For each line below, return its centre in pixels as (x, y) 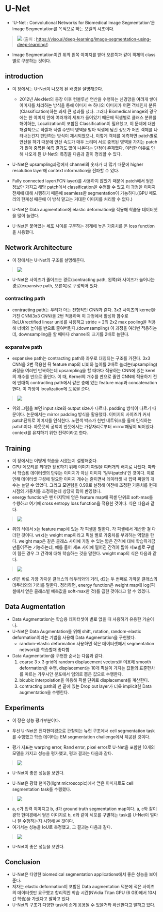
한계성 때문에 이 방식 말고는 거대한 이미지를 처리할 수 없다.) (77, 199)
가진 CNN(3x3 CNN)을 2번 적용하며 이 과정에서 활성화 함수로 (70, 316)
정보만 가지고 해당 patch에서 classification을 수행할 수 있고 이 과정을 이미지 (84, 187)
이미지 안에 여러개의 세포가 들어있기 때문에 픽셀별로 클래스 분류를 (95, 117)
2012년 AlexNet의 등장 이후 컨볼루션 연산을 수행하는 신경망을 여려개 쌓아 (88, 99)
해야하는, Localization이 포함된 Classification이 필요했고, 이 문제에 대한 (88, 123)
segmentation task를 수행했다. (41, 789)
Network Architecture (39, 248)
